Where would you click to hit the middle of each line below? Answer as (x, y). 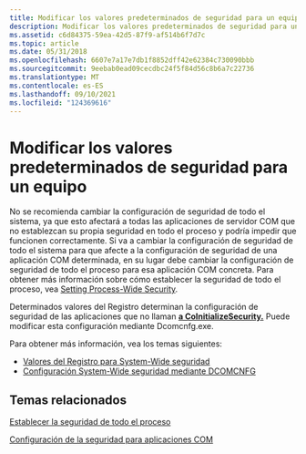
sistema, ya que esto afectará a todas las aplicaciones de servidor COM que (153, 222)
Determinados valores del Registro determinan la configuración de (134, 307)
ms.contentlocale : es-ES (56, 86)
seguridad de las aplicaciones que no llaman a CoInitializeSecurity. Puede (150, 316)
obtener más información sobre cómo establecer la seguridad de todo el (145, 280)
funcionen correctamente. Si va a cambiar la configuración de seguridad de (151, 241)
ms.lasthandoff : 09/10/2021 (63, 94)
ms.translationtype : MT (55, 77)
